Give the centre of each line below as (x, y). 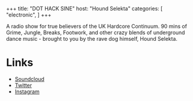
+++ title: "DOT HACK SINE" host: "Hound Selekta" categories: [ (84, 9)
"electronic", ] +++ (29, 15)
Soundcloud (29, 79)
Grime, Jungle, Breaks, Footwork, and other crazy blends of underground (96, 32)
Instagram (27, 92)
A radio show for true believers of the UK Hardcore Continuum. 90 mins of (97, 26)
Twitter (23, 85)
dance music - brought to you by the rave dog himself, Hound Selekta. (92, 39)
